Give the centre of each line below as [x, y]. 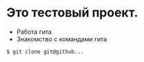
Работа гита [34, 32]
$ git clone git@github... [45, 52]
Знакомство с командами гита [62, 39]
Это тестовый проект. [72, 13]
